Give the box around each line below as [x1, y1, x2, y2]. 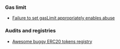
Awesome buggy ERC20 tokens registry [12, 38, 93, 44]
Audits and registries [5, 27, 56, 34]
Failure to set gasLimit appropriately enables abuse [12, 15, 115, 21]
